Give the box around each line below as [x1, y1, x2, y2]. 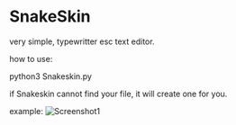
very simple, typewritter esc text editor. [9, 36, 155, 47]
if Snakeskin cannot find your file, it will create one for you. [9, 88, 228, 99]
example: [9, 105, 43, 116]
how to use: [9, 53, 53, 64]
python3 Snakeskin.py [9, 70, 93, 82]
